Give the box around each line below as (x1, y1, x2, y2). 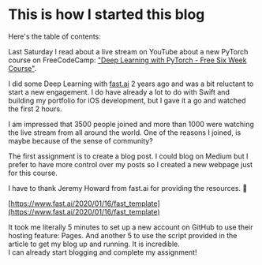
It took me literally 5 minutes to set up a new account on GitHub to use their (8, 222, 254, 232)
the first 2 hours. (8, 104, 62, 114)
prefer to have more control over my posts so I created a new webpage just (8, 159, 253, 169)
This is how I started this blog (8, 6, 205, 24)
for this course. (8, 168, 58, 177)
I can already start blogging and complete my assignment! (8, 247, 197, 257)
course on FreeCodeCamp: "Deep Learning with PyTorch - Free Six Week (8, 55, 247, 65)
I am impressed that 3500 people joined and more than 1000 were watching (8, 119, 255, 129)
